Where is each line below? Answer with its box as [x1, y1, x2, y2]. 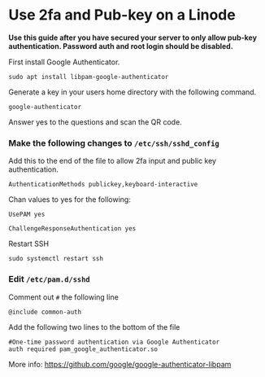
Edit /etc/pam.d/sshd [8, 274, 91, 285]
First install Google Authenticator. [8, 57, 120, 67]
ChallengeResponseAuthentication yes [8, 225, 137, 233]
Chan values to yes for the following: [8, 195, 132, 204]
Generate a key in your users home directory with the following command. [8, 87, 257, 97]
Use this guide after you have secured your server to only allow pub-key [8, 33, 258, 42]
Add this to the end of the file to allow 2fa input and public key [8, 156, 217, 166]
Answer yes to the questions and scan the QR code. [8, 116, 183, 127]
